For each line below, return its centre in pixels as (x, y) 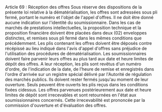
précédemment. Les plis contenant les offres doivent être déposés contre (78, 43)
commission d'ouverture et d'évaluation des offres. (56, 105)
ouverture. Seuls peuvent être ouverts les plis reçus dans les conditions (77, 84)
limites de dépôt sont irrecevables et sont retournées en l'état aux (71, 95)
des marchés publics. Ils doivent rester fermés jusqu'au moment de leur (77, 79)
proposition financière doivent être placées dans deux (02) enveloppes (76, 33)
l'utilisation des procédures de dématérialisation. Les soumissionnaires (76, 54)
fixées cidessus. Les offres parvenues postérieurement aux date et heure (78, 90)
